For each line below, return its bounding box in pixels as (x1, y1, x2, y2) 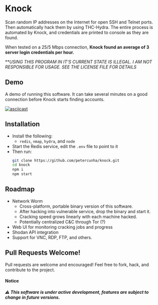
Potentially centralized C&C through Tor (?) (19, 218, 106, 225)
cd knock (12, 162, 30, 168)
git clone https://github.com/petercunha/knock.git (12, 158, 119, 163)
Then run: (12, 149, 32, 154)
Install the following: (12, 133, 53, 139)
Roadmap (5, 185, 35, 194)
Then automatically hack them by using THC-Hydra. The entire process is (5, 24, 153, 30)
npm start (12, 172, 33, 176)
